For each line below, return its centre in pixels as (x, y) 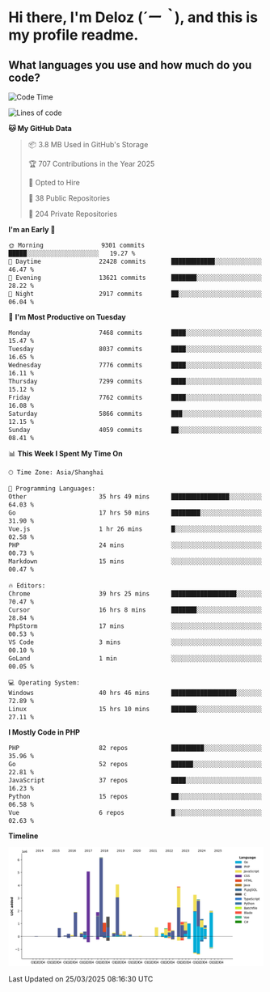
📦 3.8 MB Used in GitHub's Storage (88, 144)
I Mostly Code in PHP (44, 732)
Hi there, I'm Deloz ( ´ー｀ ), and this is (133, 17)
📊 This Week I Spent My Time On (65, 454)
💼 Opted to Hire (54, 182)
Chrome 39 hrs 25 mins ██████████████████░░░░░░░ (135, 594)
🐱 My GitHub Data (40, 128)
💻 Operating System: (44, 683)
